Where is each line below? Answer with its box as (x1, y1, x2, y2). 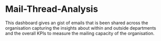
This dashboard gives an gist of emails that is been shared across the (5, 20, 148, 26)
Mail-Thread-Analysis (5, 3, 98, 15)
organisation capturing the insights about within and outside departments (5, 25, 156, 31)
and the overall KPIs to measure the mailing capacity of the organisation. (5, 30, 155, 36)
